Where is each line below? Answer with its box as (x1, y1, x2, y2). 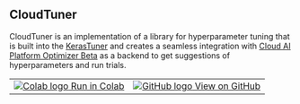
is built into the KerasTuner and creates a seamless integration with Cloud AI (9, 40, 291, 51)
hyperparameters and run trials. (9, 59, 127, 70)
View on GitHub (194, 80, 261, 92)
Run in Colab (70, 80, 125, 92)
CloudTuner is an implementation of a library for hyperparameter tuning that (9, 30, 290, 41)
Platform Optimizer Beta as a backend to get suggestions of (9, 49, 231, 61)
